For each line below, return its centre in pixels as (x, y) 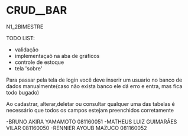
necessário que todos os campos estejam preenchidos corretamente (90, 110)
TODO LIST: (21, 38)
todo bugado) (23, 92)
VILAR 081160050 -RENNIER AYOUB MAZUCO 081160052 (77, 128)
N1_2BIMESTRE (25, 27)
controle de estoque (39, 62)
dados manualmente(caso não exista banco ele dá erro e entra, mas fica (94, 86)
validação (27, 49)
